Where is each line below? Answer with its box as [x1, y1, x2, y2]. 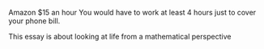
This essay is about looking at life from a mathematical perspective [8, 32, 232, 41]
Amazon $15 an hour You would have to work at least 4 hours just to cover [8, 8, 257, 17]
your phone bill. [8, 16, 61, 26]
